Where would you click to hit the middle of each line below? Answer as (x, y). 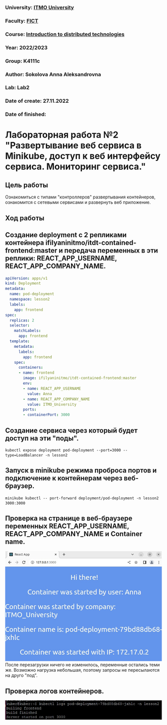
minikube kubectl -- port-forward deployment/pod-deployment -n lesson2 (82, 498)
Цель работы (27, 185)
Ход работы (25, 218)
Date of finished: (26, 115)
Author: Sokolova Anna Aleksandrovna (53, 74)
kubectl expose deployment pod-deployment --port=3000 (63, 450)
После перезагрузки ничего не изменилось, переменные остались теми (83, 665)
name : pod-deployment (32, 294)
